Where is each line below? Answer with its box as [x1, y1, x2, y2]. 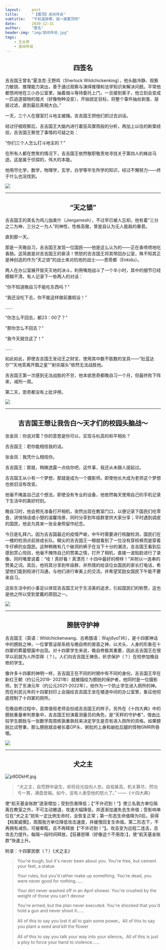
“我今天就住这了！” [5, 336, 44, 342]
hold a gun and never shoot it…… [17, 907, 85, 913]
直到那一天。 [5, 234, 31, 240]
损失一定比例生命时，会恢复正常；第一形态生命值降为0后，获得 [30, 813, 159, 818]
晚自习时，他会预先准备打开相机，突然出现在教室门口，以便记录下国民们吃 [5, 508, 157, 514]
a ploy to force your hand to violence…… [17, 939, 100, 945]
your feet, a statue [17, 863, 55, 869]
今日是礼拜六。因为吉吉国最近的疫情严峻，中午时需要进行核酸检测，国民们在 [5, 531, 161, 537]
